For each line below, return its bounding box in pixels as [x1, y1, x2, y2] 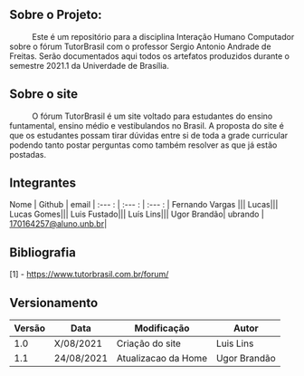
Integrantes [9, 176, 77, 191]
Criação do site [116, 337, 181, 350]
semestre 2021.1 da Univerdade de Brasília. [9, 60, 169, 71]
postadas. [9, 149, 47, 159]
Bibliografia [9, 245, 77, 260]
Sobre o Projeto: [9, 7, 102, 23]
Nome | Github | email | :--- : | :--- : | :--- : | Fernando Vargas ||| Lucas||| [9, 199, 279, 210]
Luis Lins [215, 337, 254, 350]
